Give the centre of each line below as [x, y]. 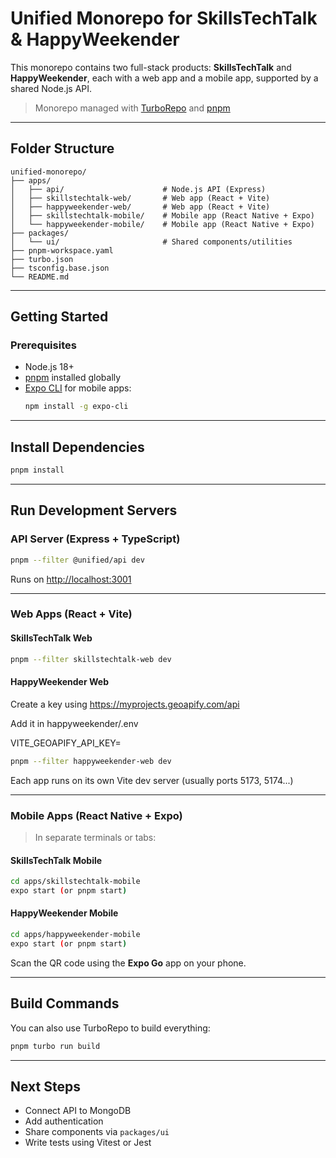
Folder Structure [62, 148]
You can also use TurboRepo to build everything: [110, 1028]
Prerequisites [43, 345]
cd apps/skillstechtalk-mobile [75, 882]
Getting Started [59, 317]
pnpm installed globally [73, 378]
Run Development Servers [94, 510]
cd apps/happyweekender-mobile [75, 935]
